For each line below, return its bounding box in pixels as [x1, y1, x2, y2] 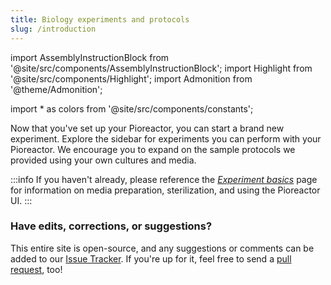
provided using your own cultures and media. [10, 154, 197, 166]
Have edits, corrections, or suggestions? [10, 219, 213, 233]
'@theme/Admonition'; [10, 83, 103, 95]
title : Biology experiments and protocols [10, 14, 190, 25]
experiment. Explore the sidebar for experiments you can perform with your [10, 132, 322, 145]
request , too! [10, 263, 63, 275]
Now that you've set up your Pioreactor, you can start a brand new [10, 122, 285, 134]
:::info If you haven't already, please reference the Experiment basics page [10, 173, 318, 185]
